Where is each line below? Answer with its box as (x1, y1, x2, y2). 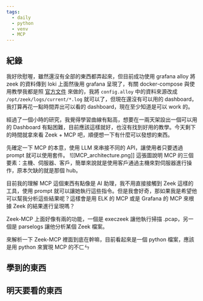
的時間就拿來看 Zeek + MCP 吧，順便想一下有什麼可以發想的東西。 (6, 131, 173, 138)
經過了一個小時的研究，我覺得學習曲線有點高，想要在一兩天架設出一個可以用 (6, 116, 198, 123)
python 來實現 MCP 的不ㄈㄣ (18, 243, 90, 251)
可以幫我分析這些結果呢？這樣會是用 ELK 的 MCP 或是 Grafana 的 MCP (6, 195, 182, 202)
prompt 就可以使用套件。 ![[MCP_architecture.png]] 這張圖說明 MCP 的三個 (6, 151, 194, 158)
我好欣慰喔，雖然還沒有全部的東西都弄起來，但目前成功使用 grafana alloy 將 (6, 72, 196, 79)
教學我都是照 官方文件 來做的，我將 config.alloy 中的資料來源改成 (11, 87, 178, 95)
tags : (6, 8, 20, 15)
